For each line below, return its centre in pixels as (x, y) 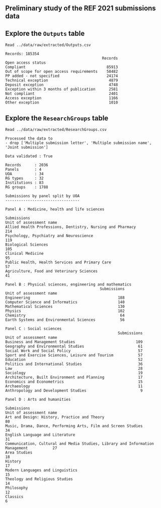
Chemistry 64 (65, 315)
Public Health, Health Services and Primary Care (58, 262)
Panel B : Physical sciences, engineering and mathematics (68, 285)
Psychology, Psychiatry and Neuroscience (49, 236)
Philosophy (17, 488)
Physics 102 (65, 311)
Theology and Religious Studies (39, 479)
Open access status (26, 63)
